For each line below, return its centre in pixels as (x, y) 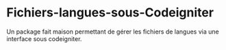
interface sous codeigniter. (44, 38)
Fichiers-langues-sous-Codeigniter (110, 13)
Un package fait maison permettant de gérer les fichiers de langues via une (113, 32)
